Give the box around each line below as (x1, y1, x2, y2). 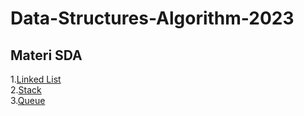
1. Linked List (10, 73, 62, 85)
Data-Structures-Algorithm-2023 (10, 7, 295, 30)
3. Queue (10, 95, 46, 106)
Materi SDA (10, 47, 83, 64)
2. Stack (10, 84, 42, 96)
